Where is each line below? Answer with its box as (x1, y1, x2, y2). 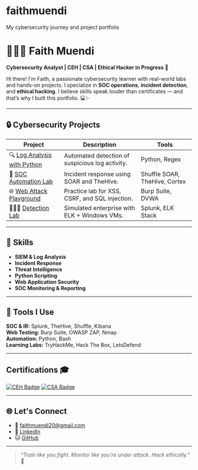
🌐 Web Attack (9, 187, 48, 195)
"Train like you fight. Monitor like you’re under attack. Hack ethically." (20, 451, 190, 458)
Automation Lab (9, 177, 53, 185)
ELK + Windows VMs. (64, 211, 124, 219)
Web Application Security (14, 278, 80, 285)
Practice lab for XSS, (64, 187, 121, 195)
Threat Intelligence (14, 265, 63, 272)
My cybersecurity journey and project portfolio (6, 24, 120, 31)
